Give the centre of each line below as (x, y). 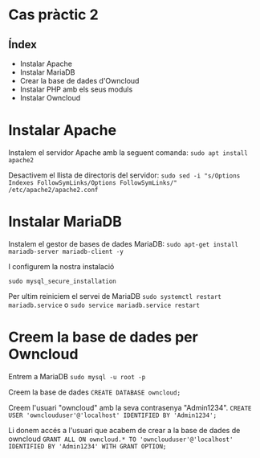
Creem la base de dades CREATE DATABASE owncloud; (95, 392)
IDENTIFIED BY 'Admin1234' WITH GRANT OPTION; (87, 446)
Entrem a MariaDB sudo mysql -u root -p (77, 376)
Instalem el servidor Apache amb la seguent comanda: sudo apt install (128, 152)
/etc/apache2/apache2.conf (53, 190)
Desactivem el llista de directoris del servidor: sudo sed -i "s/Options (124, 175)
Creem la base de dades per (103, 337)
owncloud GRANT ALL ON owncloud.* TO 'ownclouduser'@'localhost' (121, 439)
